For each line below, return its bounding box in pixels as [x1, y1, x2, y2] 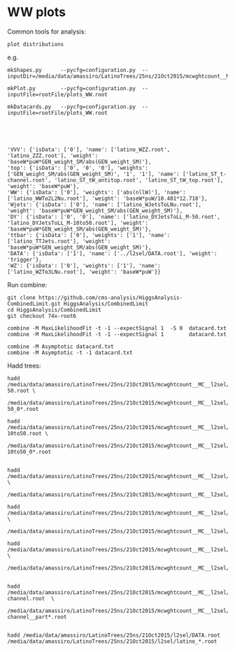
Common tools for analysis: [7, 27, 86, 36]
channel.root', [7, 176, 52, 184]
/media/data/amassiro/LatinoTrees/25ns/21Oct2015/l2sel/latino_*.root [7, 637, 218, 645]
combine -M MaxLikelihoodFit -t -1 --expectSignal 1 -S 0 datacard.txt [7, 324, 227, 332]
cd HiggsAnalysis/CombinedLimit [7, 306, 101, 313]
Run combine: [7, 280, 48, 289]
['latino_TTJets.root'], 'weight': [7, 238, 111, 245]
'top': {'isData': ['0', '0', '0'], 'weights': [7, 164, 149, 171]
